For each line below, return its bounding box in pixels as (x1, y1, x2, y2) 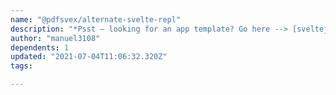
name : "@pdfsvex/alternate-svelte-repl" (10, 14, 182, 25)
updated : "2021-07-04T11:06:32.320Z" (10, 52, 168, 62)
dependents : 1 (10, 42, 70, 53)
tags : (10, 61, 33, 71)
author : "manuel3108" (10, 33, 101, 43)
